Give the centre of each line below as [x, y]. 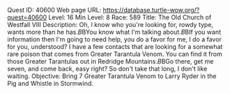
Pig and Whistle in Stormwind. [51, 83]
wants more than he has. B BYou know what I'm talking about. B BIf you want [114, 32]
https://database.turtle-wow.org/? [151, 10]
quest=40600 [27, 17]
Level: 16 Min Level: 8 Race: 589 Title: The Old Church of [130, 17]
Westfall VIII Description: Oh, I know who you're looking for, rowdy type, [110, 25]
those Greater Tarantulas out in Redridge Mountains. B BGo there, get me [110, 61]
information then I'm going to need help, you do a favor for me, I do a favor [114, 39]
